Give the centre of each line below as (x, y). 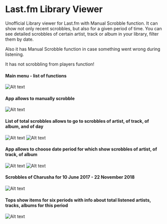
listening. (15, 54)
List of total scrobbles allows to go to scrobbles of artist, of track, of (77, 121)
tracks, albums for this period (37, 205)
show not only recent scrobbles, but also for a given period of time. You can (83, 28)
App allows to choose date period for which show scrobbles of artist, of (81, 149)
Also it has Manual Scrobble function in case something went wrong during (83, 49)
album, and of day (24, 126)
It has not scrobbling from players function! (50, 64)
